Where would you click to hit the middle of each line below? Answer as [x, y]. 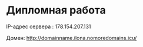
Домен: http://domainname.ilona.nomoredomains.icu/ [71, 38]
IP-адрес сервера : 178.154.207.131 [49, 26]
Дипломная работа [56, 10]
